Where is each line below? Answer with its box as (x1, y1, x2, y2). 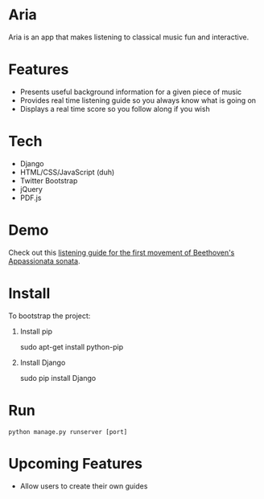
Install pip (19, 326, 52, 336)
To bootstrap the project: (8, 311, 91, 321)
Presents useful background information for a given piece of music (19, 87, 242, 96)
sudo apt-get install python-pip (19, 342, 123, 351)
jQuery (19, 184, 43, 194)
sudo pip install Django (19, 373, 97, 382)
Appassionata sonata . (8, 256, 80, 266)
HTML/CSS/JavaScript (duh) (19, 167, 115, 177)
